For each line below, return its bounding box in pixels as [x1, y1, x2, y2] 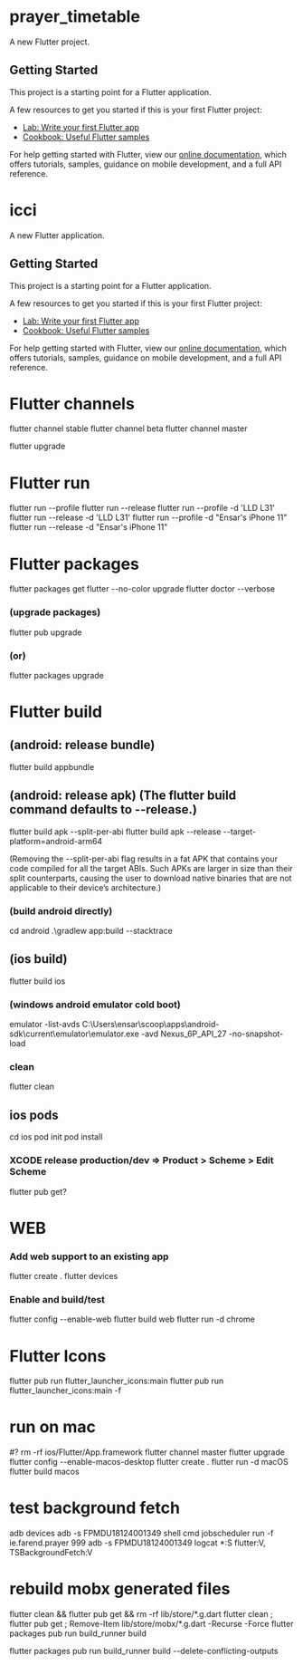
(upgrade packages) [9, 606, 101, 619]
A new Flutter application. [9, 229, 105, 241]
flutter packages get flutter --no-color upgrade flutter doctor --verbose [9, 583, 276, 594]
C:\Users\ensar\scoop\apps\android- [81, 1019, 220, 1030]
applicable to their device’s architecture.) [9, 881, 162, 893]
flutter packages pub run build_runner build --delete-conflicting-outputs [9, 1646, 279, 1657]
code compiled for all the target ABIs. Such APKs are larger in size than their [9, 862, 294, 873]
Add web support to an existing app [9, 1250, 169, 1263]
